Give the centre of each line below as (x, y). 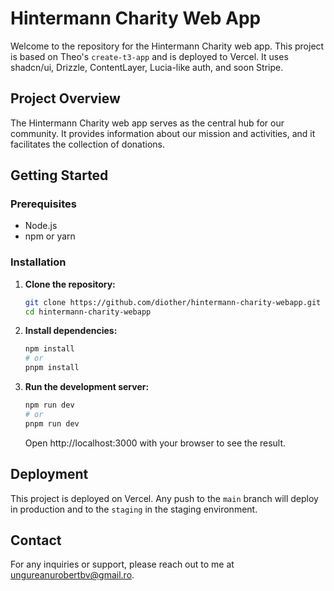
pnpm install (52, 368)
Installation (38, 262)
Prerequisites (43, 204)
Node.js (41, 226)
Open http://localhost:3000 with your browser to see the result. (155, 443)
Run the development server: (87, 387)
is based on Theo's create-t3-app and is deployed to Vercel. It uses (149, 56)
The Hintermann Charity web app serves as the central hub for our (147, 123)
